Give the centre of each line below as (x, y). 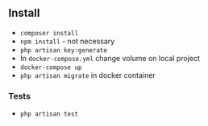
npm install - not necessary (67, 41)
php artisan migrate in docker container (87, 75)
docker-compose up (51, 67)
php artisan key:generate (63, 50)
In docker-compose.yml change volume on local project (110, 58)
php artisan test (49, 114)
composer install (49, 33)
